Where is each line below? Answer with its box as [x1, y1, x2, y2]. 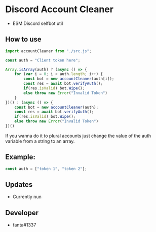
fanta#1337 [12, 222, 36, 228]
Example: [5, 153, 35, 161]
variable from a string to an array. [5, 138, 75, 144]
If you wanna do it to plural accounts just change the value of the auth [5, 132, 151, 139]
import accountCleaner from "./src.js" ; [5, 48, 92, 54]
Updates [5, 180, 33, 189]
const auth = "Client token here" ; [5, 57, 81, 63]
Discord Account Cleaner [5, 4, 114, 15]
